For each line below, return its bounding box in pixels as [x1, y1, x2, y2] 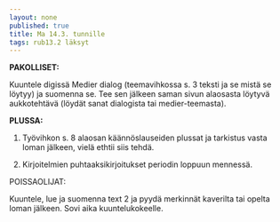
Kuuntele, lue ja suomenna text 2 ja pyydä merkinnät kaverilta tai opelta [9, 194, 271, 204]
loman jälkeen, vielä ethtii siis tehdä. [21, 142, 155, 153]
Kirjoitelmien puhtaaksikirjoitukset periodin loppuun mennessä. [21, 159, 253, 170]
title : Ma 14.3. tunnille [9, 29, 105, 38]
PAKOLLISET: [9, 62, 60, 73]
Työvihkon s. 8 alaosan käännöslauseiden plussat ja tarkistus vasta [21, 132, 268, 143]
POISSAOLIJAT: [9, 177, 67, 187]
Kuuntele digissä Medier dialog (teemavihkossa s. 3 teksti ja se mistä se [9, 79, 272, 90]
